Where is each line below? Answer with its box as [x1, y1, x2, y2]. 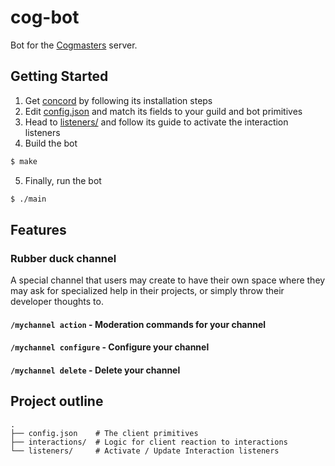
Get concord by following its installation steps [24, 94, 213, 106]
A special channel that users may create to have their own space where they [10, 274, 326, 286]
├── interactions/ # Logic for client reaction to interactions [10, 437, 288, 447]
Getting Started [10, 68, 109, 85]
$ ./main [10, 194, 47, 204]
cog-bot [10, 6, 80, 29]
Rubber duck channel [10, 251, 117, 265]
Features [10, 221, 67, 238]
